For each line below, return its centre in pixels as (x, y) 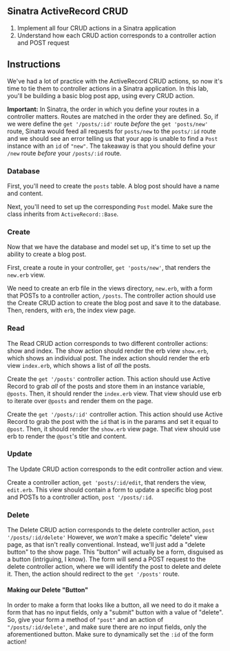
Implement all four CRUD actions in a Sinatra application (96, 28)
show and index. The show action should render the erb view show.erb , (108, 351)
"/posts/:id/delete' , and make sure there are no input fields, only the (107, 627)
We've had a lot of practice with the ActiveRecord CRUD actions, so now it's (115, 81)
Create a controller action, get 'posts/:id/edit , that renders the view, (107, 482)
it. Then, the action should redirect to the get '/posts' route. (94, 574)
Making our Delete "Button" (48, 590)
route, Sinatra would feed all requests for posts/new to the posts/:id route (112, 131)
